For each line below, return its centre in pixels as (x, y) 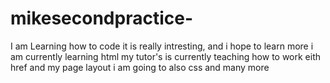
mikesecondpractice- (102, 18)
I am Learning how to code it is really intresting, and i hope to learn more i (162, 46)
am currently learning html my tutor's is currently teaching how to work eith (166, 56)
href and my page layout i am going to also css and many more (140, 67)
